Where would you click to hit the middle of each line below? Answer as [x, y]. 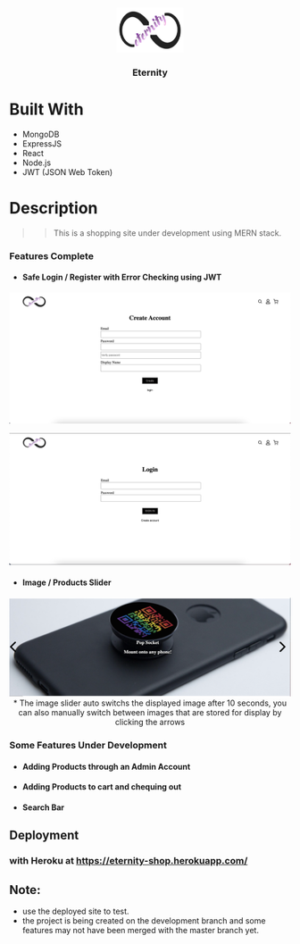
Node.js [37, 163]
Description [54, 209]
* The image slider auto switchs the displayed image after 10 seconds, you [150, 703]
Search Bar [43, 807]
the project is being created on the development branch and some [144, 921]
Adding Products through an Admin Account [106, 766]
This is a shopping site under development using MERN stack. [167, 233]
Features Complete [51, 255]
